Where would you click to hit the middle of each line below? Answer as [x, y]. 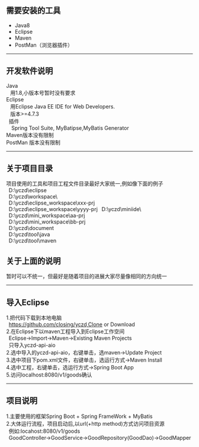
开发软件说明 [30, 71]
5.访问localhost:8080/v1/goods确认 [49, 375]
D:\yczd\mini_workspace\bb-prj [47, 222]
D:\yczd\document [31, 228]
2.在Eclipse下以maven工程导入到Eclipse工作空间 [65, 331]
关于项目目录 [30, 169]
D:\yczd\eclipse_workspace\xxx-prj [52, 203]
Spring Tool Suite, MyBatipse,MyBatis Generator [70, 128]
